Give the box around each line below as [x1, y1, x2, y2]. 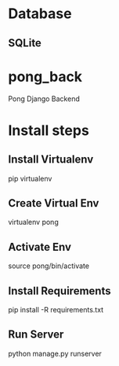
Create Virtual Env [8, 196, 99, 210]
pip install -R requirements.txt [8, 304, 104, 314]
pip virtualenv [8, 174, 52, 183]
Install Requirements [8, 284, 111, 297]
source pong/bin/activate [8, 261, 90, 271]
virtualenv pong [8, 218, 59, 227]
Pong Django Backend [8, 94, 80, 103]
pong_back [8, 68, 83, 85]
